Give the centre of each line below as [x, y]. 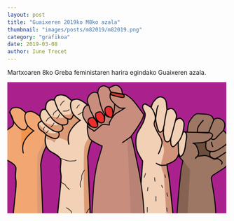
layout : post [26, 15]
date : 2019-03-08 [33, 44]
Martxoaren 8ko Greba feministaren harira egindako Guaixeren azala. [107, 72]
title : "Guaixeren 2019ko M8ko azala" [64, 22]
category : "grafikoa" [39, 37]
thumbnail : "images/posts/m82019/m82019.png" [75, 29]
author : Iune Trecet [37, 52]
